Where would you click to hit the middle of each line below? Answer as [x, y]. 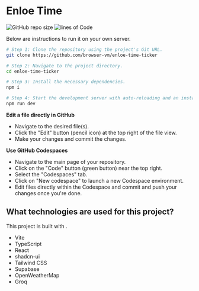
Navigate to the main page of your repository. [70, 161]
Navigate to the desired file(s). [52, 126]
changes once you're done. [48, 193]
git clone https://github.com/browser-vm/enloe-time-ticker [82, 55]
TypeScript [28, 244]
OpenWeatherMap [37, 275]
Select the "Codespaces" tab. [51, 174]
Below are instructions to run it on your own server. [68, 38]
